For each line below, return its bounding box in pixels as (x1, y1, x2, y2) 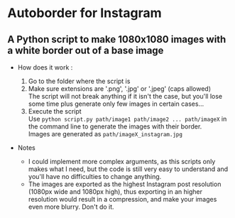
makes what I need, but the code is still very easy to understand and (28, 165, 229, 173)
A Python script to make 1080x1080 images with (7, 33, 226, 45)
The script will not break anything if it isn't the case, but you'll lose (28, 92, 223, 100)
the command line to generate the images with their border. (28, 122, 202, 131)
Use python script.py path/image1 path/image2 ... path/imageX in (28, 115, 227, 123)
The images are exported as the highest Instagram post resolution (28, 180, 222, 188)
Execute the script (28, 107, 82, 115)
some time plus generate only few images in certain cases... (28, 99, 204, 108)
